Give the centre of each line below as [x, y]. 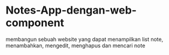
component [35, 23]
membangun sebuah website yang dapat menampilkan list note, [84, 39]
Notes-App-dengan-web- [71, 10]
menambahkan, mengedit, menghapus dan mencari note [76, 46]
